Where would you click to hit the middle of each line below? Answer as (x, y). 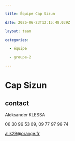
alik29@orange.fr (22, 134)
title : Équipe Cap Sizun (30, 14)
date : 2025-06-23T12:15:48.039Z (37, 22)
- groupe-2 (20, 57)
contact (17, 103)
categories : (17, 40)
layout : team (18, 31)
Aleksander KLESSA (25, 115)
